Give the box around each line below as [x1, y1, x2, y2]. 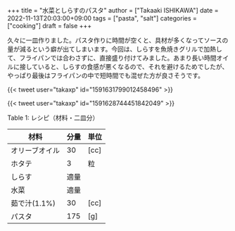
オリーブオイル [11, 146, 61, 155]
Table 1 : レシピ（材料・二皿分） [7, 113, 99, 122]
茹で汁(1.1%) [11, 199, 56, 208]
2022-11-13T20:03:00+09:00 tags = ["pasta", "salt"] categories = [7, 14, 197, 23]
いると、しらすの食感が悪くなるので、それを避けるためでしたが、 [37, 63, 229, 70]
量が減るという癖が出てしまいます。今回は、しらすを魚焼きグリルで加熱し [7, 45, 223, 53]
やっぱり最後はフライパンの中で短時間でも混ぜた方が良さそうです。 [7, 71, 205, 80]
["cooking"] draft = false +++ [7, 22, 92, 30]
